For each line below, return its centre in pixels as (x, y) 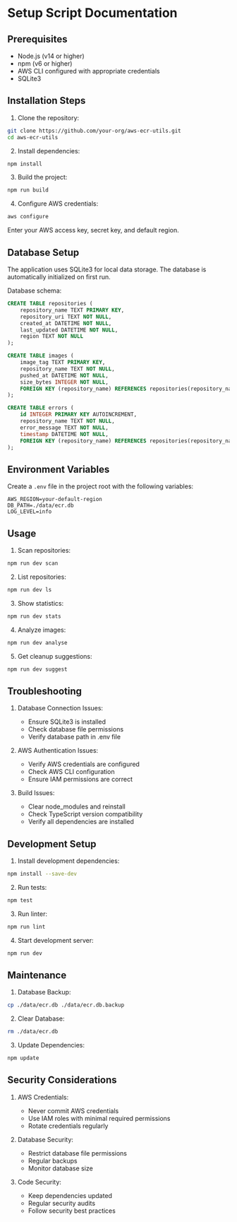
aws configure (28, 217)
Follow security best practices (72, 1211)
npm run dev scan (33, 563)
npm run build (28, 190)
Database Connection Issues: (60, 708)
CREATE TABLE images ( (41, 356)
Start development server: (55, 940)
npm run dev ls (30, 589)
